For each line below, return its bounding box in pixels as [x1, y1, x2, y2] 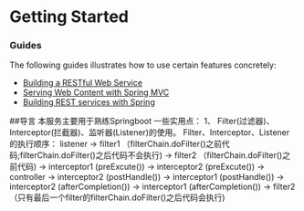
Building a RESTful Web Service [22, 78, 143, 89]
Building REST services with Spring [22, 97, 155, 108]
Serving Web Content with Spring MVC [22, 87, 170, 98]
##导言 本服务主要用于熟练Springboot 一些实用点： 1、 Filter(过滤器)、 [9, 116, 275, 127]
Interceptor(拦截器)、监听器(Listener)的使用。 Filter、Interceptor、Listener [9, 127, 290, 138]
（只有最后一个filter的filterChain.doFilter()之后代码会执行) [9, 192, 225, 203]
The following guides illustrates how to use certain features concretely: [9, 59, 277, 70]
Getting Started [9, 6, 130, 27]
